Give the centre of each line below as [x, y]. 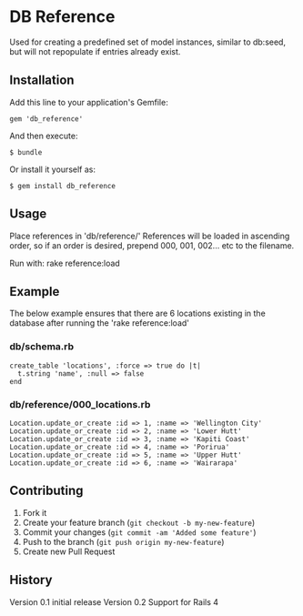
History [31, 580]
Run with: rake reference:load [65, 263]
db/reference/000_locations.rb [80, 404]
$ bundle [26, 152]
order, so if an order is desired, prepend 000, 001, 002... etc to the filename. [152, 245]
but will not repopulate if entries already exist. [95, 51]
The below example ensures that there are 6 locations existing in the [137, 313]
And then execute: [44, 136]
